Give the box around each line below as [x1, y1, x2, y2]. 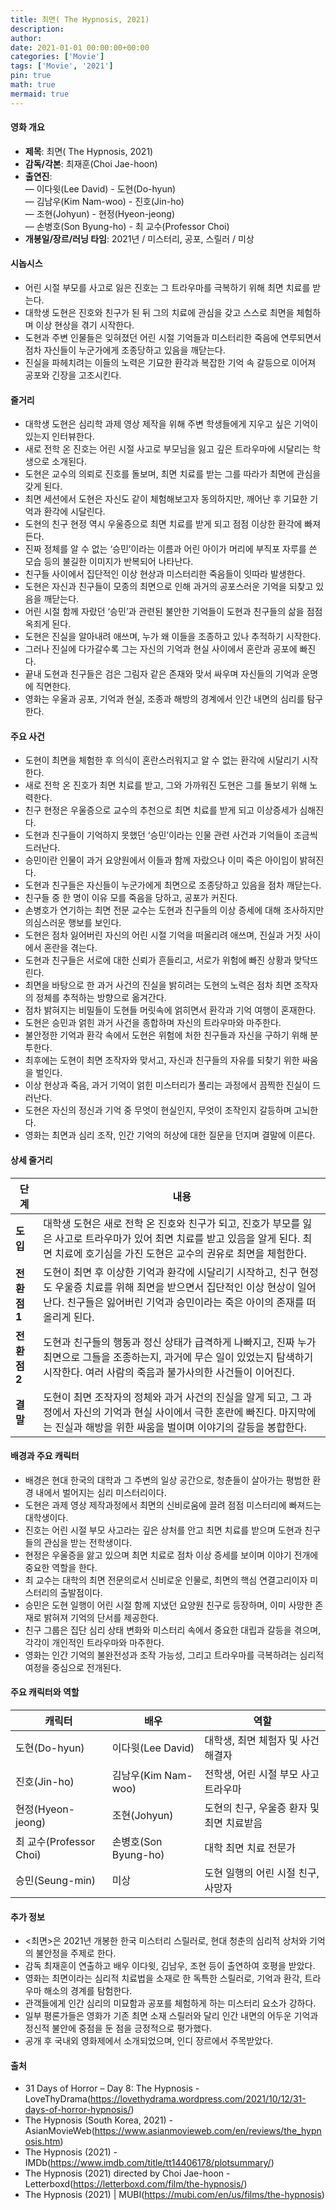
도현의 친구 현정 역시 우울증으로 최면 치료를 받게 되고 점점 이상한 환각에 [24, 518, 303, 530]
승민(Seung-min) [15, 1874, 96, 1888]
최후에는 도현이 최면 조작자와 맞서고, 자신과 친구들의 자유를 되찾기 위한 [24, 1054, 300, 1066]
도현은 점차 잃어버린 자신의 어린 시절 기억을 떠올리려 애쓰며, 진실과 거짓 [24, 929, 303, 941]
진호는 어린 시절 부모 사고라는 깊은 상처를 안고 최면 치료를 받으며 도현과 [24, 1524, 303, 1536]
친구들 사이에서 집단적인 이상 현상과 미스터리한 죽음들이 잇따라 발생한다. [24, 568, 306, 580]
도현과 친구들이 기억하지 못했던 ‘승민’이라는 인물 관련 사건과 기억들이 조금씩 [24, 829, 318, 841]
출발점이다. [59, 1586, 103, 1598]
